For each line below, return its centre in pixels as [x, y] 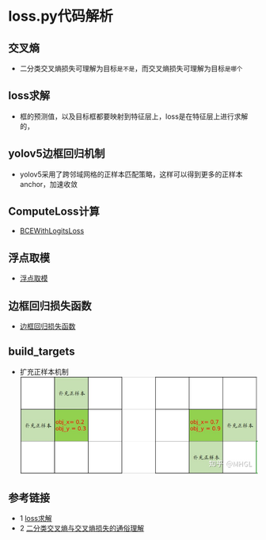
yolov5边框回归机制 [57, 154]
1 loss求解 [36, 519]
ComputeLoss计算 [54, 212]
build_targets [42, 352]
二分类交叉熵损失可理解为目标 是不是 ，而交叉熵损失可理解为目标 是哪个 [131, 68]
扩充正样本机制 [44, 371]
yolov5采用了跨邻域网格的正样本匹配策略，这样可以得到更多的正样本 [131, 174]
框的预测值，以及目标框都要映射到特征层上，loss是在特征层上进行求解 [134, 116]
